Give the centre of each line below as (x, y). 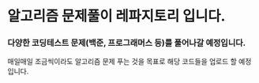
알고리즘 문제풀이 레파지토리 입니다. (116, 16)
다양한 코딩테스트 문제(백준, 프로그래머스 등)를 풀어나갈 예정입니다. (127, 43)
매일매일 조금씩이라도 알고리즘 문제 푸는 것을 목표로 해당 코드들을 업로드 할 (122, 62)
